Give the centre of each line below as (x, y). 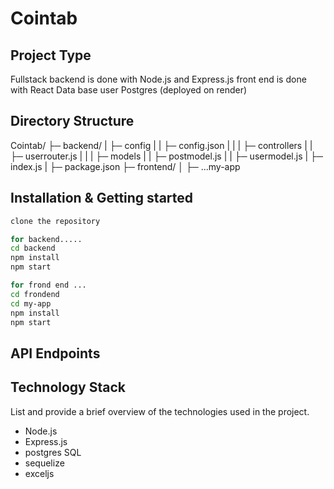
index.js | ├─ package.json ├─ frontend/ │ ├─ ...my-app (125, 166)
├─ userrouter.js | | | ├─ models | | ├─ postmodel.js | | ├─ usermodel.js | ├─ (166, 156)
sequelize (44, 463)
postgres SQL (53, 452)
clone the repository (55, 221)
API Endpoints (55, 353)
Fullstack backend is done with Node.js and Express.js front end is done (158, 79)
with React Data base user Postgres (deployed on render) (129, 90)
